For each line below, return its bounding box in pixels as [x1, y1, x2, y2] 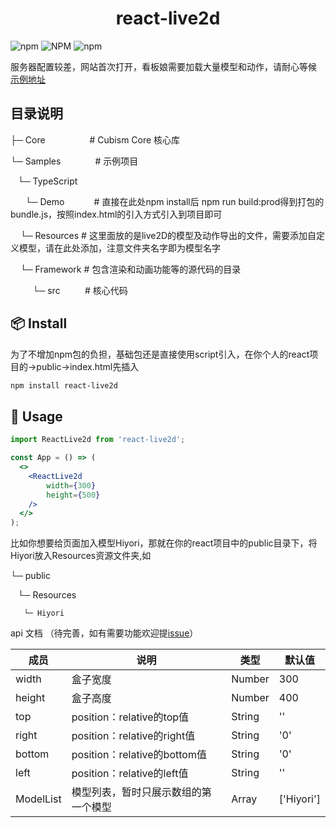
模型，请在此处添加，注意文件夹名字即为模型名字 [18, 242, 221, 254]
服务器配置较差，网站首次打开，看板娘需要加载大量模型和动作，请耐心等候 [10, 60, 317, 72]
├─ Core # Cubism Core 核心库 [10, 133, 181, 146]
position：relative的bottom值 [71, 748, 207, 762]
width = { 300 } [46, 480, 97, 491]
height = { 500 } [46, 490, 101, 500]
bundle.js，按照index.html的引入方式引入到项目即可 [10, 208, 223, 220]
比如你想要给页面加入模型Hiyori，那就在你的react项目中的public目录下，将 [10, 537, 318, 549]
